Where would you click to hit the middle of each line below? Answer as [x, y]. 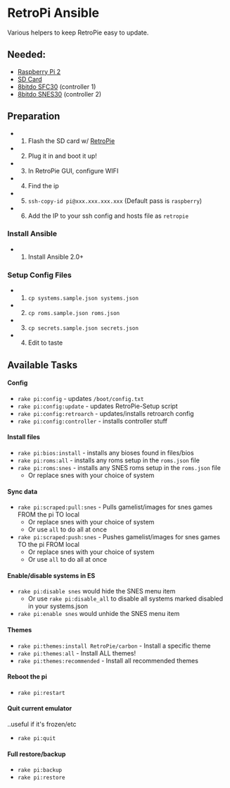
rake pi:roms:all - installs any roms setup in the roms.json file [109, 460]
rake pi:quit [37, 738]
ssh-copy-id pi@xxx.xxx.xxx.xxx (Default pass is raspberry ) [115, 201]
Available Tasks [43, 365]
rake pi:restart [41, 693]
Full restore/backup [37, 754]
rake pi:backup [40, 770]
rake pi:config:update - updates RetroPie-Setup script [97, 406]
